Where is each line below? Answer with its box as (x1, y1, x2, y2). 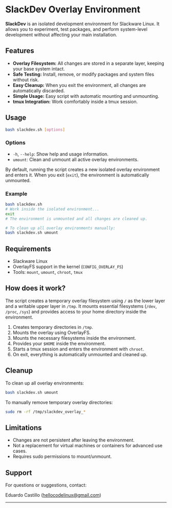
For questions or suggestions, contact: (5, 482, 87, 488)
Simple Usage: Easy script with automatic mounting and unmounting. (12, 93, 160, 99)
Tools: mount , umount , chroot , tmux (12, 269, 83, 275)
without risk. (12, 76, 39, 83)
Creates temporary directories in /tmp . (12, 324, 93, 330)
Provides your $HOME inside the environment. (12, 340, 106, 346)
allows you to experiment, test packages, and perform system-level (5, 26, 147, 32)
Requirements (5, 244, 51, 253)
